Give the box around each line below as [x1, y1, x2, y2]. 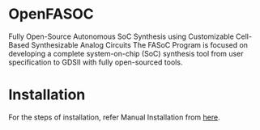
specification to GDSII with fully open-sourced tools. [8, 57, 183, 67]
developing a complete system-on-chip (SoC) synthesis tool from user [8, 48, 245, 58]
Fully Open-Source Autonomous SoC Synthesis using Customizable [8, 31, 235, 41]
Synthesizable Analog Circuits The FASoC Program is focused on [31, 40, 249, 49]
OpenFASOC [8, 5, 95, 23]
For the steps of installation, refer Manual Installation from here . [8, 112, 220, 122]
